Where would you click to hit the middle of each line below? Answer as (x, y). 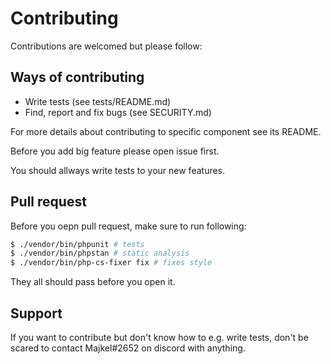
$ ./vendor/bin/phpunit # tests (77, 244)
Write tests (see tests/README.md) (98, 101)
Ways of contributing (77, 77)
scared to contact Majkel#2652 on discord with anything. (128, 348)
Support (36, 313)
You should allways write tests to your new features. (118, 170)
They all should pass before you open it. (93, 282)
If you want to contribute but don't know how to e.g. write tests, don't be (159, 337)
